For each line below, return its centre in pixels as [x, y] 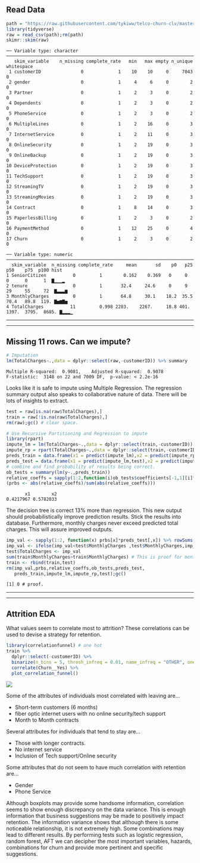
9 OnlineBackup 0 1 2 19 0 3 [101, 155]
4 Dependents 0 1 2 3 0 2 [101, 103]
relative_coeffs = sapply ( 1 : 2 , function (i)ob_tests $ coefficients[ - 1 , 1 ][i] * [101, 478]
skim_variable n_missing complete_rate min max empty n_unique [104, 61]
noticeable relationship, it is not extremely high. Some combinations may [95, 828]
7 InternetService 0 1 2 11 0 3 [101, 135]
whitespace [20, 67]
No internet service [38, 750]
